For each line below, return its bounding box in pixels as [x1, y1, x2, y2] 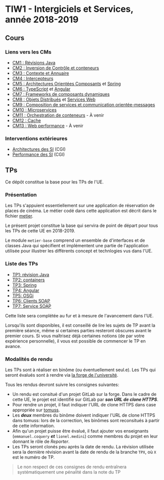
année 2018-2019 [5, 14, 79, 25]
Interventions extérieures [5, 135, 68, 142]
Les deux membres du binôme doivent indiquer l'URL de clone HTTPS [12, 412, 156, 418]
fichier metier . [5, 213, 34, 219]
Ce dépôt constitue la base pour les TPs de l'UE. [5, 179, 104, 185]
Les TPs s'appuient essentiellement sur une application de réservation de [5, 203, 155, 209]
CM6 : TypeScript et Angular [12, 86, 71, 92]
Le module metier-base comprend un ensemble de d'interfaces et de [5, 237, 145, 243]
